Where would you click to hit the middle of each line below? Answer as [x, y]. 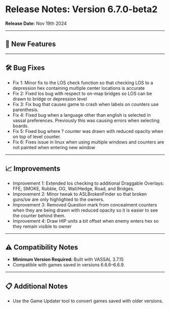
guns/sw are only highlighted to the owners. [58, 199]
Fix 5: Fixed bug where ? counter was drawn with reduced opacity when [88, 131]
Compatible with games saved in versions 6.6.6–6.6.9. [69, 265]
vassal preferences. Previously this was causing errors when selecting [86, 120]
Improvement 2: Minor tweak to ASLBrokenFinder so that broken [80, 194]
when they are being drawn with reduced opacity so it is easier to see [85, 210]
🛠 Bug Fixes [25, 68]
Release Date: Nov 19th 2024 [36, 23]
